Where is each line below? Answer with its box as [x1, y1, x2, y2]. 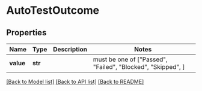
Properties [6, 28, 47, 38]
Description [53, 45, 87, 53]
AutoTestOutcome [6, 4, 100, 17]
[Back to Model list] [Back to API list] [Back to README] [6, 78, 144, 85]
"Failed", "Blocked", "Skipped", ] [93, 63, 185, 71]
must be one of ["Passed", [93, 55, 168, 63]
